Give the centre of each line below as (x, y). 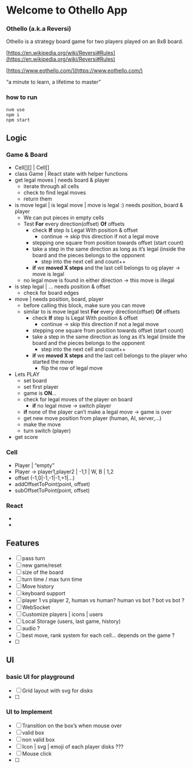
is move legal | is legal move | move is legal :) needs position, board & (99, 205)
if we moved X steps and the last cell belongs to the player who (109, 356)
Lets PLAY (27, 375)
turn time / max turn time (52, 579)
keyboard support (44, 593)
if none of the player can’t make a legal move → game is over (98, 412)
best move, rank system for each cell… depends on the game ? (98, 635)
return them (38, 199)
